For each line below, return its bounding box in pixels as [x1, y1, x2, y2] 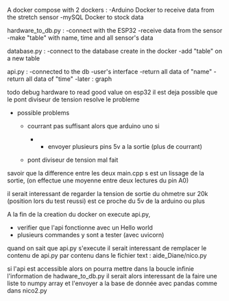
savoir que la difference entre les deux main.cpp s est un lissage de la [7, 169, 204, 177]
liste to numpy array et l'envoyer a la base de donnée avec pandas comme [7, 279, 217, 287]
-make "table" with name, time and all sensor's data [7, 34, 154, 42]
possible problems [16, 109, 70, 117]
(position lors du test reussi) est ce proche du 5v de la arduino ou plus [7, 197, 206, 205]
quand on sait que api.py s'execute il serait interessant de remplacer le [7, 244, 207, 252]
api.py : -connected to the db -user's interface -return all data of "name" [7, 68, 213, 75]
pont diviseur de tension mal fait [27, 156, 119, 164]
